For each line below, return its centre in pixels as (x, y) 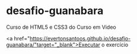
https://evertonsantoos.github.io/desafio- (80, 38)
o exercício (115, 45)
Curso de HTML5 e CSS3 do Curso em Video (61, 27)
